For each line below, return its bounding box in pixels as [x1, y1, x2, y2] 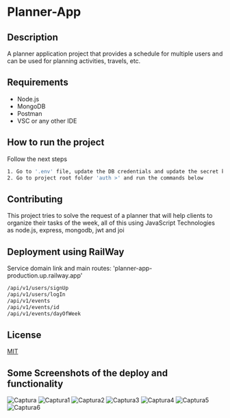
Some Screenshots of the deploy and [7, 367, 168, 379]
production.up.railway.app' [7, 271, 83, 280]
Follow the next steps [7, 155, 67, 163]
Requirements [7, 77, 68, 88]
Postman [16, 109, 42, 117]
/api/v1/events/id [7, 304, 60, 310]
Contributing [7, 193, 63, 205]
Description [7, 32, 58, 43]
